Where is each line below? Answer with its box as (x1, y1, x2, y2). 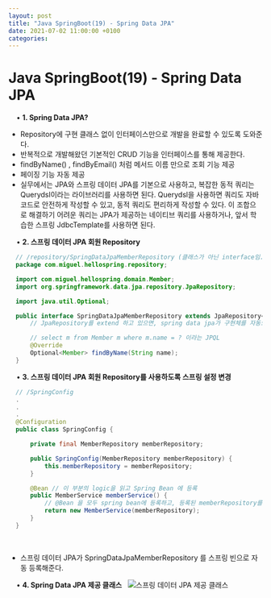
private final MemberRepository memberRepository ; (29, 440, 204, 448)
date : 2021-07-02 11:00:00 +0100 (8, 27, 121, 35)
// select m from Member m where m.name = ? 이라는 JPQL (29, 334, 220, 343)
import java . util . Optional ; (15, 297, 110, 305)
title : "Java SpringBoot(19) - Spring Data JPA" (8, 19, 175, 27)
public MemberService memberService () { (29, 492, 168, 500)
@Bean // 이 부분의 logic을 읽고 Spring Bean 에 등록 (29, 484, 198, 492)
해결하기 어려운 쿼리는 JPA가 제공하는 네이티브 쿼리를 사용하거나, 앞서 (28, 210, 248, 220)
